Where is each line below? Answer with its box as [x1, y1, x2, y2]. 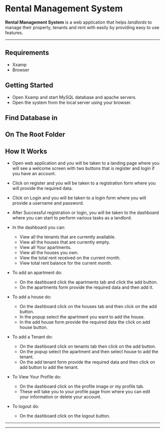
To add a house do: [12, 294, 52, 300]
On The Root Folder [5, 130, 65, 139]
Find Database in [5, 114, 58, 122]
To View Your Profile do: [12, 374, 61, 380]
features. [5, 30, 24, 35]
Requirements [5, 49, 49, 57]
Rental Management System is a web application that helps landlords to [5, 19, 152, 25]
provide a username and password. [12, 200, 84, 206]
